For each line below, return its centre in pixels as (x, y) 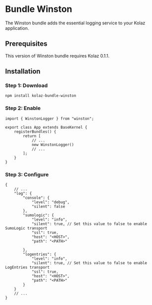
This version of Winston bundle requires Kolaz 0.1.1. (57, 56)
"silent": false (48, 207)
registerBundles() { (35, 132)
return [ (32, 136)
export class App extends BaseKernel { (46, 127)
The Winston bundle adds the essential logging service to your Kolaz (75, 23)
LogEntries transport (27, 267)
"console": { (36, 198)
